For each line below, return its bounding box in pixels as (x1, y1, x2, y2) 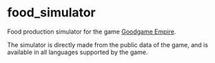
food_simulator (7, 5, 96, 21)
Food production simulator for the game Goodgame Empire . (7, 27, 176, 36)
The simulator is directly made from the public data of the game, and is (7, 40, 209, 49)
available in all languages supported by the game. (7, 48, 148, 56)
